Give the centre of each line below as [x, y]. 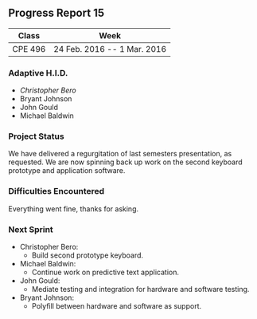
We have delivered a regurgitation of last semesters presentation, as [120, 154]
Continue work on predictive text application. [105, 272]
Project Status [37, 136]
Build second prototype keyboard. [88, 255]
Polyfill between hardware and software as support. [117, 306]
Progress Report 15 [56, 13]
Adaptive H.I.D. [38, 73]
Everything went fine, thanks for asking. [74, 209]
